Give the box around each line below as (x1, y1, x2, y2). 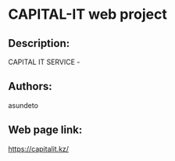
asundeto (8, 100, 39, 110)
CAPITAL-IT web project (8, 5, 168, 23)
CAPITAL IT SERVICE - (8, 57, 80, 66)
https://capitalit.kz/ (8, 144, 69, 153)
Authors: (8, 80, 52, 93)
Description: (8, 37, 70, 50)
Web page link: (8, 123, 83, 137)
